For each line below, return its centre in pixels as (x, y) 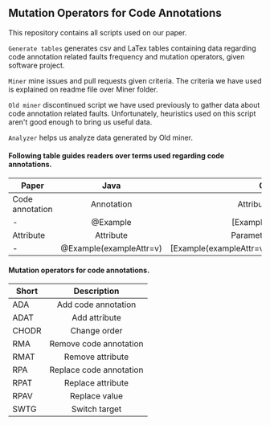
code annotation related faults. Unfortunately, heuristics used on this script (132, 113)
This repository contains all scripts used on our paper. (98, 32)
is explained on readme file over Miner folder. (83, 89)
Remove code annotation (96, 344)
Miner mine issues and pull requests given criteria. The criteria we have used (135, 80)
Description (96, 291)
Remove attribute (96, 357)
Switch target (96, 409)
